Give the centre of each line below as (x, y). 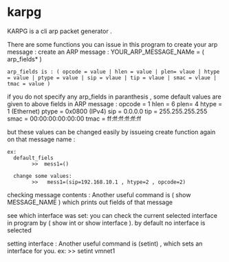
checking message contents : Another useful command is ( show (99, 194)
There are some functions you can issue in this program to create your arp (112, 44)
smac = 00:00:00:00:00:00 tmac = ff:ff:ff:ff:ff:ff (74, 119)
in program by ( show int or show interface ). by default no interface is (106, 223)
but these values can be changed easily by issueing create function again (111, 132)
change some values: (43, 176)
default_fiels (33, 158)
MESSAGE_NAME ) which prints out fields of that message (90, 202)
